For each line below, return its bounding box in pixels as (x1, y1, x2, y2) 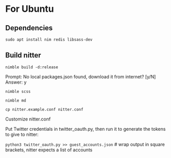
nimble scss (5, 89, 31, 94)
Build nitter (5, 51, 41, 60)
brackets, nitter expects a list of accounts (5, 147, 93, 153)
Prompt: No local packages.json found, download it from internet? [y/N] (5, 73, 156, 80)
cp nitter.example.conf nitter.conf (5, 107, 83, 112)
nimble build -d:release (5, 65, 58, 70)
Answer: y (5, 79, 27, 85)
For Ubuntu (5, 3, 54, 15)
